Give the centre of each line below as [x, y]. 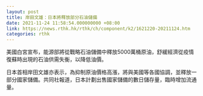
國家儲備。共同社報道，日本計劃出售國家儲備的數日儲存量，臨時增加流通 [107, 80]
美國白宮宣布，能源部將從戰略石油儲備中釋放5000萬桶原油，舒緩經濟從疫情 [100, 52]
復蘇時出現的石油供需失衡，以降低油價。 [56, 59]
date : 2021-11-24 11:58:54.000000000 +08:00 [63, 23]
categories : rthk [28, 34]
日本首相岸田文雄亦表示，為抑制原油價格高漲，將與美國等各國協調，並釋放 [99, 72]
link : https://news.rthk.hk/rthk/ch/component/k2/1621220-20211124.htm [98, 28]
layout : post [23, 12]
